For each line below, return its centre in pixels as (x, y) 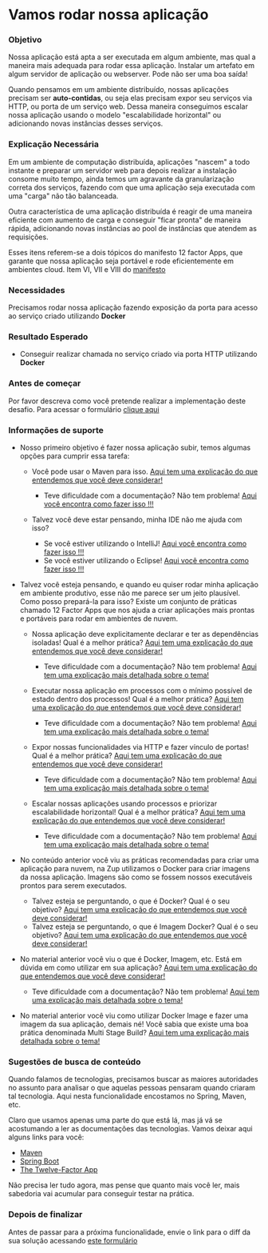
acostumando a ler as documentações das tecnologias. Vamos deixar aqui (130, 1129)
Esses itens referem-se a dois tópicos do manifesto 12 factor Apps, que (126, 252)
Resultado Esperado (48, 336)
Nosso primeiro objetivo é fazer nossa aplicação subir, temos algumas (135, 447)
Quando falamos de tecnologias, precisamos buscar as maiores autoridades (133, 1079)
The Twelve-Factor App (59, 1170)
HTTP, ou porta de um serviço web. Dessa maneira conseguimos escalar (128, 106)
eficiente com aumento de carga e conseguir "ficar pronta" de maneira (125, 220)
